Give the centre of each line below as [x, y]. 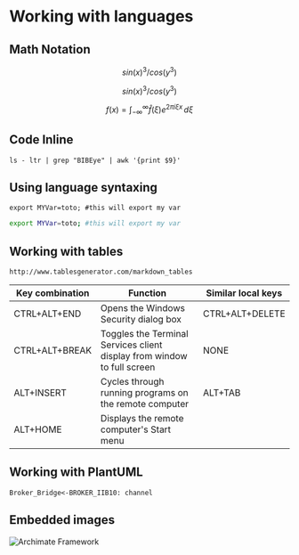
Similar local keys [244, 293]
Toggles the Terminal [145, 334]
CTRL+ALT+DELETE [244, 314]
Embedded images [62, 520]
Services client [132, 345]
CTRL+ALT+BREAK [53, 351]
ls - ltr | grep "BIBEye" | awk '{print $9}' [95, 160]
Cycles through [133, 382]
